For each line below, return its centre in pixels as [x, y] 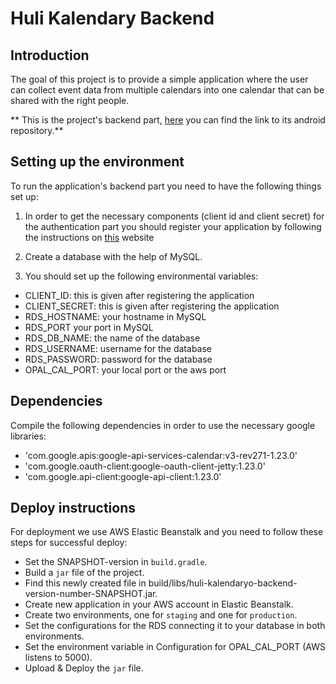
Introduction [50, 55]
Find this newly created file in [85, 583]
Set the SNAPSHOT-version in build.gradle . [116, 562]
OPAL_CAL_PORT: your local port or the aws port [125, 369]
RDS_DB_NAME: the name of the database [112, 338]
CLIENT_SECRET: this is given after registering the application [152, 306]
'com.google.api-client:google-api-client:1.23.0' [123, 476]
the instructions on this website [89, 237]
